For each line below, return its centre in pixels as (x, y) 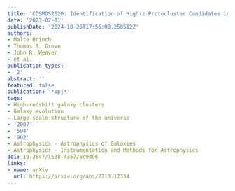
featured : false (31, 85)
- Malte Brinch (29, 40)
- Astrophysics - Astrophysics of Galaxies (72, 144)
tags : (15, 99)
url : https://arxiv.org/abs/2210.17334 (72, 176)
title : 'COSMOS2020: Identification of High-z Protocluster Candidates (114, 14)
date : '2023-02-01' (36, 20)
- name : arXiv (28, 170)
